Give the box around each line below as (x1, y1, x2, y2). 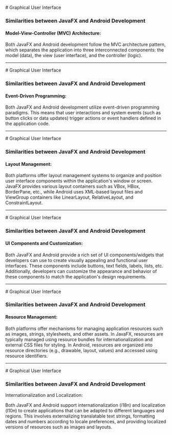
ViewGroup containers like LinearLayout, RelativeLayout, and (5, 194, 134, 200)
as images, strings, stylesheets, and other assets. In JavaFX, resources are (5, 330, 164, 337)
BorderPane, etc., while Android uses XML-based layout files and (5, 189, 143, 195)
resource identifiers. (5, 353, 48, 359)
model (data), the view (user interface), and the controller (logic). (5, 53, 142, 59)
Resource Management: (5, 314, 58, 320)
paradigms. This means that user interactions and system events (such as (5, 110, 161, 116)
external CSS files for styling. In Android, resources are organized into (5, 342, 153, 348)
